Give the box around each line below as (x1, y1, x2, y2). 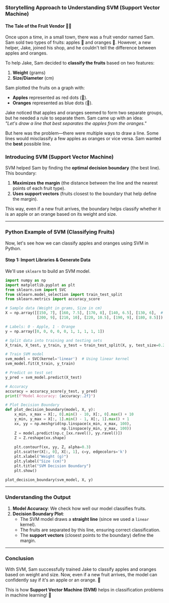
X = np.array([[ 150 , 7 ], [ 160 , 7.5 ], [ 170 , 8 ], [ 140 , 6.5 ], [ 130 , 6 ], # (5, 311, 163, 316)
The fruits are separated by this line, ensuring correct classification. (20, 526, 161, 533)
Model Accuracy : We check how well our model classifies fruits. (12, 505, 147, 511)
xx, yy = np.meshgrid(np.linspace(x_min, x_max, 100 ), (14, 421, 132, 426)
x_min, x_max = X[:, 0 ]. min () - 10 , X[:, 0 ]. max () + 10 (14, 412, 134, 417)
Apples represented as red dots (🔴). (12, 95, 88, 101)
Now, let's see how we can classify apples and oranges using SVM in (5, 240, 149, 246)
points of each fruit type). (12, 186, 66, 192)
